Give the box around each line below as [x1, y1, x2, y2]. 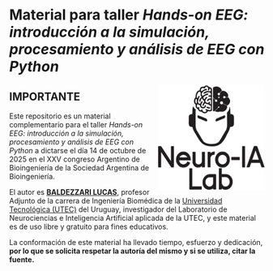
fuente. [9, 255, 35, 265]
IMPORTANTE [9, 89, 80, 103]
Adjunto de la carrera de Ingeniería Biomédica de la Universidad [9, 196, 223, 205]
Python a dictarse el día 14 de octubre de [9, 146, 147, 155]
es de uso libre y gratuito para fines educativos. [9, 222, 168, 231]
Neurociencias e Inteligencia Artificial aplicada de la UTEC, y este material [9, 213, 257, 222]
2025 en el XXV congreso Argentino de [9, 154, 140, 164]
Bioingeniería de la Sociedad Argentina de [9, 163, 150, 172]
